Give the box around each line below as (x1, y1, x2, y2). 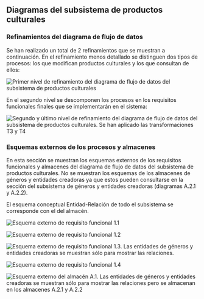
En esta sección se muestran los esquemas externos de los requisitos (6, 156, 181, 164)
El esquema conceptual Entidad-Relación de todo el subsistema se (6, 201, 174, 208)
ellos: (6, 66, 20, 73)
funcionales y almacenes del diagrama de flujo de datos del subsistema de (6, 163, 194, 170)
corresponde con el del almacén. (6, 207, 90, 214)
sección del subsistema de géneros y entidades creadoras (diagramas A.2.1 (6, 182, 196, 190)
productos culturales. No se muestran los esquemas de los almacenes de (6, 169, 191, 176)
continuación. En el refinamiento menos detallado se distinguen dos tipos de (6, 53, 198, 60)
